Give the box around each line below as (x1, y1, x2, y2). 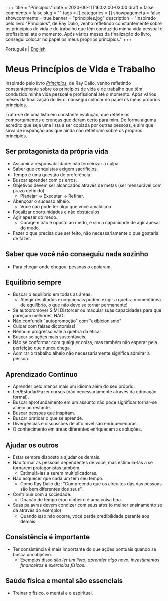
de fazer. (12, 235, 31, 241)
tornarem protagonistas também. (12, 465, 81, 471)
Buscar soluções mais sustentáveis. (12, 334, 87, 340)
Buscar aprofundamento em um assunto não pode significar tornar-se (12, 399, 157, 405)
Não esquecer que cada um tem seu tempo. (12, 475, 104, 481)
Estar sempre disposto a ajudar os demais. (12, 454, 101, 460)
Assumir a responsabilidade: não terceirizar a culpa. (12, 160, 120, 166)
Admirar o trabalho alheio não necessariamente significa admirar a (12, 350, 150, 356)
